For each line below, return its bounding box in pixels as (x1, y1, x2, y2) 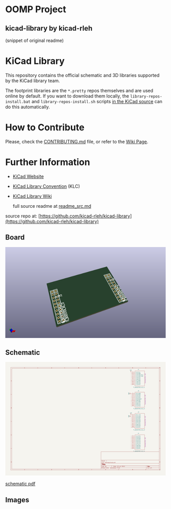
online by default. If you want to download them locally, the (5, 93, 129, 99)
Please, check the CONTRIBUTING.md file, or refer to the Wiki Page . (5, 138, 149, 144)
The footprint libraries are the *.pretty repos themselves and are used (5, 87, 154, 93)
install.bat (5, 99, 31, 104)
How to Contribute (5, 122, 85, 133)
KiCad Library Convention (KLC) (12, 183, 80, 189)
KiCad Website (12, 173, 44, 179)
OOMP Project (5, 4, 67, 15)
